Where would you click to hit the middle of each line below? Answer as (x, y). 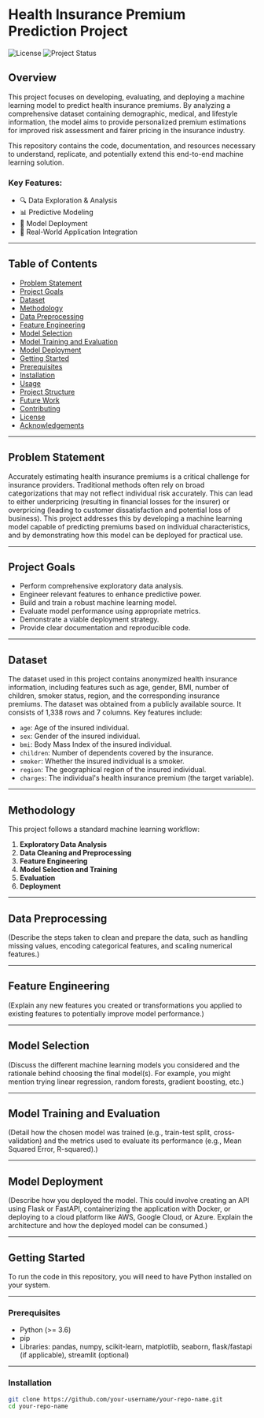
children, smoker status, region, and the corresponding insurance (114, 696)
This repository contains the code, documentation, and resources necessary (132, 145)
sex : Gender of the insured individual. (80, 736)
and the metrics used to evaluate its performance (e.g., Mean (143, 1141)
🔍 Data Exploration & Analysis (68, 200)
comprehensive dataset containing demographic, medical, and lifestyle (123, 113)
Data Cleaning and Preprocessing (75, 853)
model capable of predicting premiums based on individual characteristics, (129, 526)
